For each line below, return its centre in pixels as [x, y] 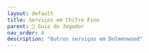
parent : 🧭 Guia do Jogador [46, 26]
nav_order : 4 [26, 33]
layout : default [30, 13]
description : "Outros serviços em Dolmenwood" [75, 39]
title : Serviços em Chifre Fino [53, 20]
